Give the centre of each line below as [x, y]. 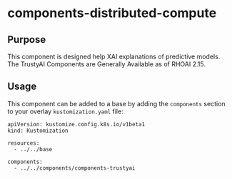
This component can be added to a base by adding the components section [117, 103]
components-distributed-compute [112, 13]
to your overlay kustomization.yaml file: [65, 111]
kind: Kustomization [38, 131]
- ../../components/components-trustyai [75, 168]
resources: [24, 143]
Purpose [27, 40]
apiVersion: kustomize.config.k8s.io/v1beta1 [76, 124]
